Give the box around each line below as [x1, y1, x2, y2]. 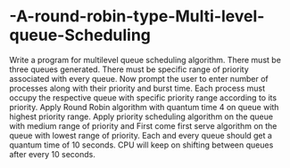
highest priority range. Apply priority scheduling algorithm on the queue [9, 111, 274, 122]
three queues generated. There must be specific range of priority [9, 64, 250, 75]
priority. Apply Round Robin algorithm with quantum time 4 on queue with [9, 101, 279, 112]
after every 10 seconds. [9, 148, 95, 159]
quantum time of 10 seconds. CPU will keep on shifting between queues [9, 140, 274, 150]
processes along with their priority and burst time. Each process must [9, 83, 266, 93]
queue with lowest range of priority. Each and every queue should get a [9, 130, 272, 140]
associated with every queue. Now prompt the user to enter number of [9, 73, 269, 84]
